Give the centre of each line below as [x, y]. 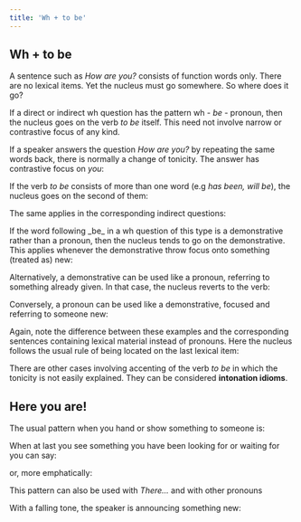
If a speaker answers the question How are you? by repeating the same [142, 149]
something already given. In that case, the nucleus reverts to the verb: [140, 287]
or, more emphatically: [51, 473]
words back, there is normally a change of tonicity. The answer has [134, 159]
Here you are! [48, 407]
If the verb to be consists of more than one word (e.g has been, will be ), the [150, 186]
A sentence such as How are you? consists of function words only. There [146, 76]
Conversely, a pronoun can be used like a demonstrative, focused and [140, 305]
